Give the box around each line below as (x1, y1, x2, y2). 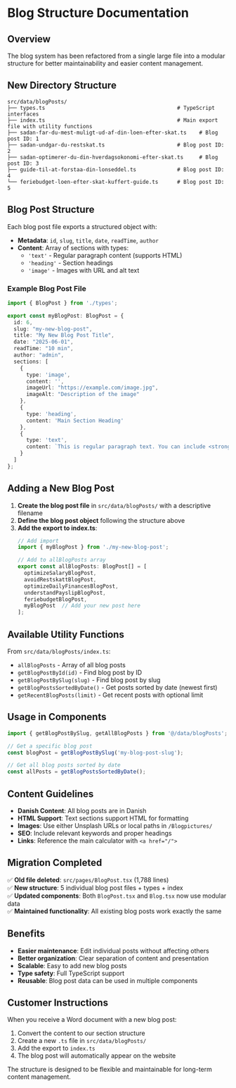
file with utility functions (7, 123, 93, 130)
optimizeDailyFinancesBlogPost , (24, 583, 119, 590)
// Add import (17, 537, 59, 544)
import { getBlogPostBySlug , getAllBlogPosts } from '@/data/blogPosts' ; (7, 729, 228, 737)
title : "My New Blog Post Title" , (13, 332, 114, 339)
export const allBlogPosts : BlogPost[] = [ (17, 563, 147, 570)
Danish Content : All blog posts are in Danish (17, 807, 147, 815)
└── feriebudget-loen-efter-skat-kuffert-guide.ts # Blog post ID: (7, 178, 225, 185)
